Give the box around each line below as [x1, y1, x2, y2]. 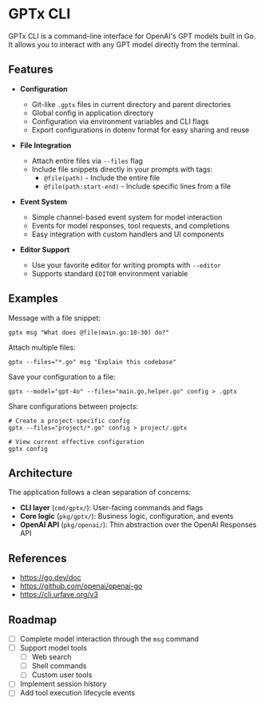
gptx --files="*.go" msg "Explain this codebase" [8, 358, 177, 366]
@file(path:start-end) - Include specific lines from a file [43, 181, 231, 191]
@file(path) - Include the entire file [43, 172, 160, 182]
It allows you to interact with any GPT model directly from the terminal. [8, 39, 240, 49]
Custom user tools [31, 670, 93, 679]
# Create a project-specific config [8, 417, 130, 425]
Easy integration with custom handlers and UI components [31, 229, 225, 239]
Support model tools [19, 644, 88, 653]
